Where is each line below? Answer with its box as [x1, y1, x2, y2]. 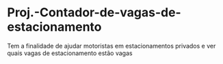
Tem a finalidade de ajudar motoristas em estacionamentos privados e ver [7, 42, 216, 50]
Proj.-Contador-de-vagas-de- [7, 5, 181, 20]
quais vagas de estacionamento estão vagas [7, 49, 133, 57]
